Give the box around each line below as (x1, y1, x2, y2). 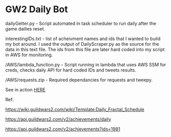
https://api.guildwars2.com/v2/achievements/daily (5, 116, 111, 122)
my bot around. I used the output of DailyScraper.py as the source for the (5, 41, 159, 47)
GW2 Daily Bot (5, 4, 68, 15)
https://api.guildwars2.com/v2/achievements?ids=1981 (5, 126, 120, 132)
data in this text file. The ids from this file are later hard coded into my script (5, 46, 165, 52)
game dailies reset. (5, 25, 45, 31)
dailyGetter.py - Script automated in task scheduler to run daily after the (5, 20, 157, 26)
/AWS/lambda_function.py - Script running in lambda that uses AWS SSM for (5, 61, 166, 67)
